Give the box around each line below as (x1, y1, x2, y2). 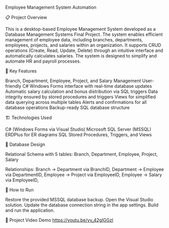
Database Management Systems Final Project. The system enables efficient (5, 31, 163, 37)
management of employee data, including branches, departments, (5, 37, 143, 42)
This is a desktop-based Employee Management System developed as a (5, 26, 156, 32)
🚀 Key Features (5, 68, 37, 74)
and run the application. (5, 207, 55, 213)
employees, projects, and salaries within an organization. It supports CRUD (5, 42, 161, 48)
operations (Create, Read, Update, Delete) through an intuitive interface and (5, 47, 163, 53)
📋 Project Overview (5, 15, 47, 20)
